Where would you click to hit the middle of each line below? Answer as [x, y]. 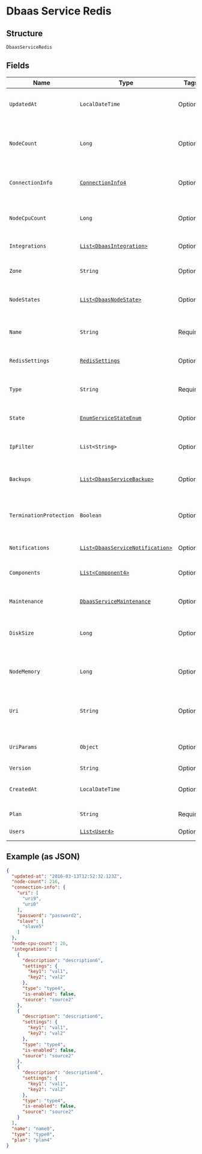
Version [20, 768]
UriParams [23, 747]
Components [25, 572]
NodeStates [25, 299]
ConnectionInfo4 [103, 183]
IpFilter [22, 447]
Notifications [29, 548]
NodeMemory [25, 671]
